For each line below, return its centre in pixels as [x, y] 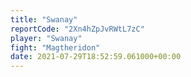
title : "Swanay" [44, 19]
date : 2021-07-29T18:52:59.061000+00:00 [96, 57]
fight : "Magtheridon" [55, 47]
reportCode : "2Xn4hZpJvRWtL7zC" [77, 29]
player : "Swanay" [46, 38]
